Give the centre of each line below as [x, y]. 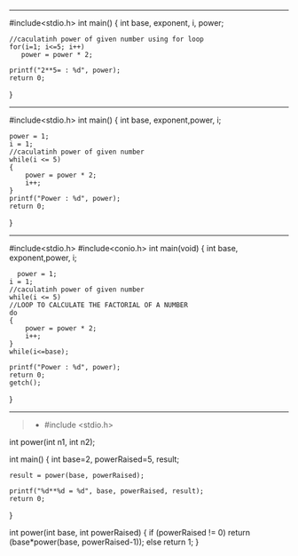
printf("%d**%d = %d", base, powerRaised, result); [106, 491]
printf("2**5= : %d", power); [65, 70]
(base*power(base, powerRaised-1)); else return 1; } [104, 542]
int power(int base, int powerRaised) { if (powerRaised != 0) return [130, 532]
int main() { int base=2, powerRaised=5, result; [94, 459]
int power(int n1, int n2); [52, 442]
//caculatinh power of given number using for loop [106, 39]
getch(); [25, 383]
